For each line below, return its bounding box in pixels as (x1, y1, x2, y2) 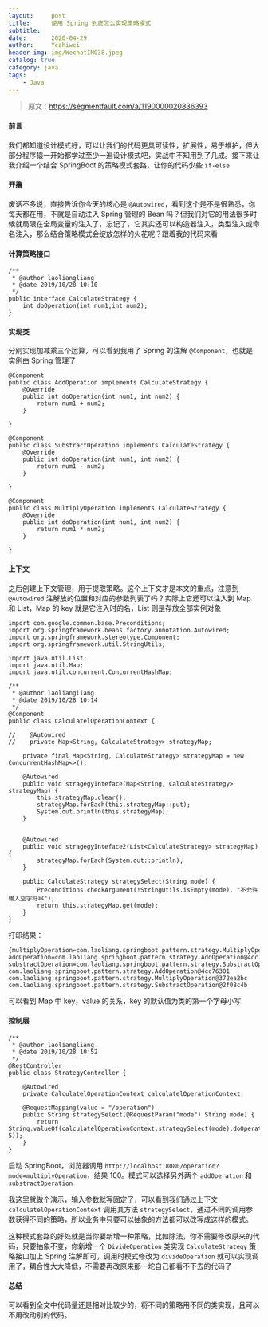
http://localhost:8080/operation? (104, 1162, 219, 1170)
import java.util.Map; (8, 661, 84, 669)
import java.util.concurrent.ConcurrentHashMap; (8, 667, 173, 676)
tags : (8, 71, 26, 79)
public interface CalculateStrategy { (8, 295, 137, 303)
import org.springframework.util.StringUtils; (8, 640, 166, 648)
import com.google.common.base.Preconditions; (8, 619, 166, 627)
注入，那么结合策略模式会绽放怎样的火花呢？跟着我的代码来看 (14, 229, 218, 238)
